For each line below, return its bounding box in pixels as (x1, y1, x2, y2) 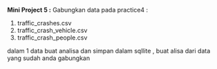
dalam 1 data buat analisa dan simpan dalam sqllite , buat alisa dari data (7, 47, 211, 55)
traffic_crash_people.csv (17, 33, 88, 42)
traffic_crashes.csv (17, 19, 72, 27)
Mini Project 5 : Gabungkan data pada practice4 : (7, 6, 149, 14)
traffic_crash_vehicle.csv (17, 27, 88, 34)
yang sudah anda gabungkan (7, 54, 91, 62)
